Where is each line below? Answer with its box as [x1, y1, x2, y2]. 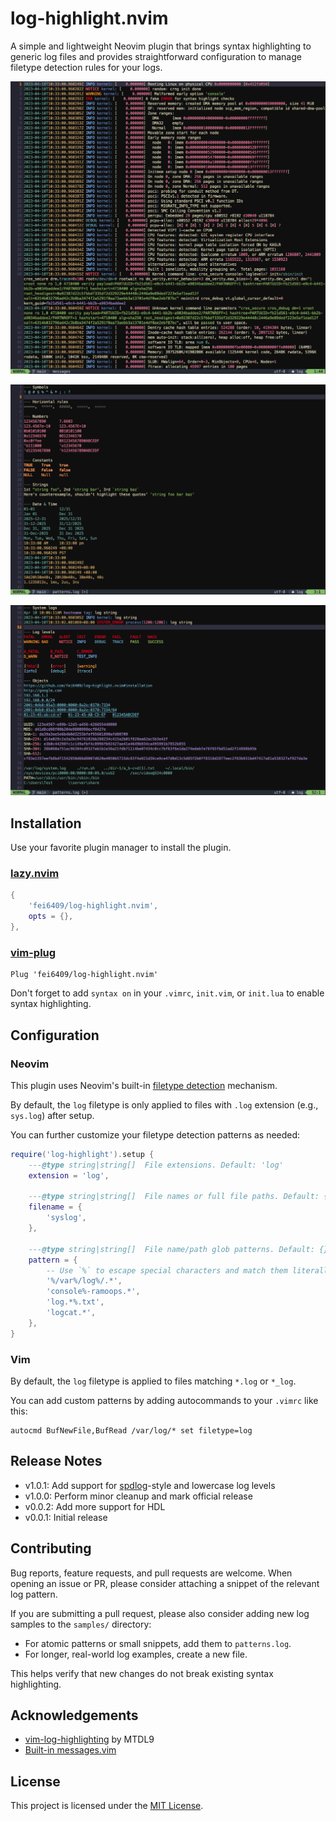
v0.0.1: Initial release [24, 1511, 108, 1523]
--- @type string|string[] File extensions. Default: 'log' [28, 1160, 284, 1170]
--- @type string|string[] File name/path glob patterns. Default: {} [28, 1244, 329, 1254]
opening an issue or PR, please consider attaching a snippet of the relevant [10, 1577, 320, 1589]
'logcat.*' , [46, 1308, 97, 1318]
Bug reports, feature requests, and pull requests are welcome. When [10, 1567, 293, 1579]
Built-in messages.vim [24, 1744, 117, 1756]
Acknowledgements [10, 1707, 139, 1724]
